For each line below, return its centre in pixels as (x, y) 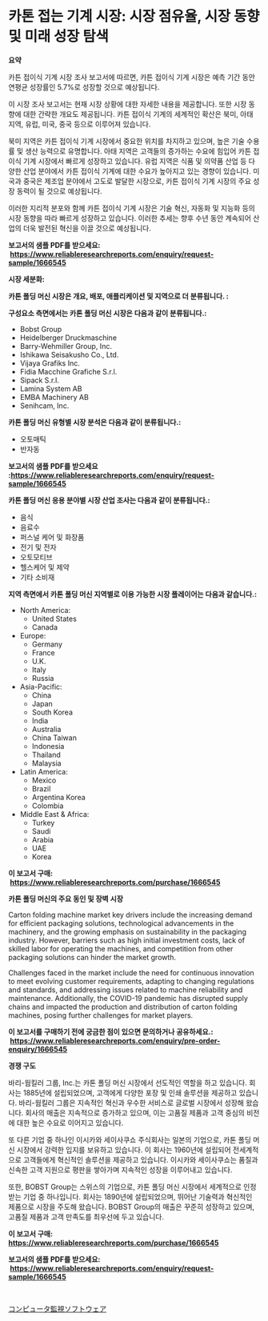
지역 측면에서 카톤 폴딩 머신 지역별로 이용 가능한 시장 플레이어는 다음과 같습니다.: (133, 594)
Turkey (43, 823)
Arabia (43, 839)
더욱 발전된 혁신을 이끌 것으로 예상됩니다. (87, 228)
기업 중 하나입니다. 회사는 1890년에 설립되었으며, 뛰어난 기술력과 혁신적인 (138, 1196)
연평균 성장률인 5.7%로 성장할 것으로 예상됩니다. (84, 87)
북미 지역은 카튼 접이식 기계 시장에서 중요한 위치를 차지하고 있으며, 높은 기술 (127, 141)
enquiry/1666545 (38, 1049)
